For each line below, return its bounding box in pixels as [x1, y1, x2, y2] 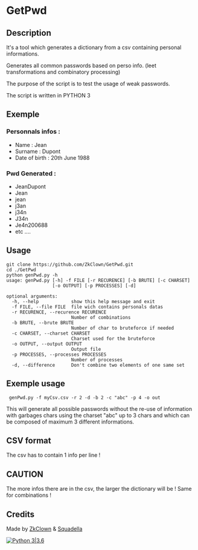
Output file [71, 346, 101, 352]
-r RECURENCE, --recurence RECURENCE [11, 309, 107, 315]
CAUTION [6, 469, 43, 479]
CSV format [6, 436, 51, 445]
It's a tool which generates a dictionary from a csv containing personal [6, 44, 182, 51]
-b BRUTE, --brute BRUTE [11, 319, 74, 326]
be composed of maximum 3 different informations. [6, 418, 135, 425]
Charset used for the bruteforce [71, 335, 155, 342]
